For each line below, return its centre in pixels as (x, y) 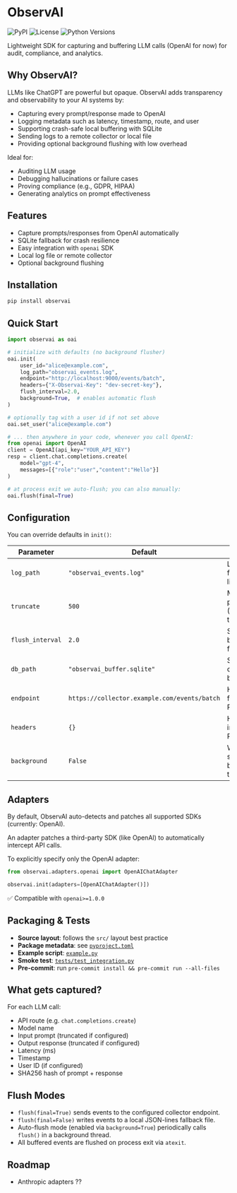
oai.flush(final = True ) (41, 495)
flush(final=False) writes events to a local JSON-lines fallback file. (116, 1120)
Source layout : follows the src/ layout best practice (93, 938)
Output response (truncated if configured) (79, 1043)
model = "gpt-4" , (42, 464)
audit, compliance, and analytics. (55, 53)
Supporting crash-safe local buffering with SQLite (90, 129)
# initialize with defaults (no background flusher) (86, 352)
